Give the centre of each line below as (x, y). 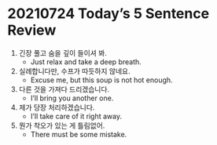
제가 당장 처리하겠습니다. (57, 107)
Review (32, 30)
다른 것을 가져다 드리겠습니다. (64, 89)
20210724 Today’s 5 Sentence (108, 14)
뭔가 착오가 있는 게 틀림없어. (62, 125)
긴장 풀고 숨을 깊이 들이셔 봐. (63, 53)
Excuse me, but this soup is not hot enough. (102, 80)
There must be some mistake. (79, 134)
